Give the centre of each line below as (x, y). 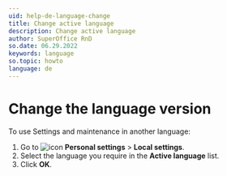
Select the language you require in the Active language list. (120, 156)
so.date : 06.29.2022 (43, 46)
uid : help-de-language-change (60, 16)
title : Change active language (61, 24)
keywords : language (41, 54)
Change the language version (110, 108)
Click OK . (36, 164)
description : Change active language (72, 31)
